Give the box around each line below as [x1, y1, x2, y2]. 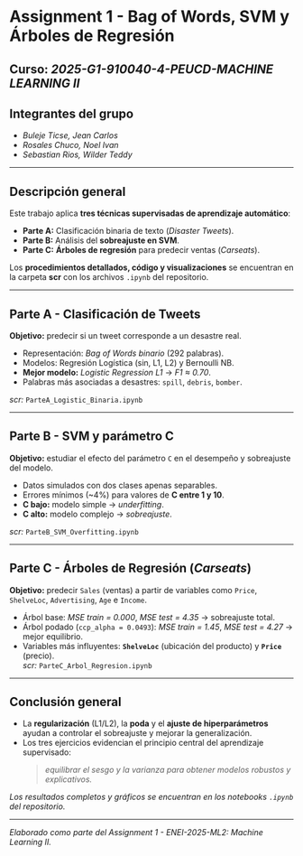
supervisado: [22, 747, 72, 758]
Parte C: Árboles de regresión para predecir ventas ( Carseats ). [22, 245, 260, 256]
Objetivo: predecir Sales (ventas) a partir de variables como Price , [9, 584, 258, 595]
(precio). [22, 650, 55, 661]
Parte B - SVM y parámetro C [9, 429, 174, 444]
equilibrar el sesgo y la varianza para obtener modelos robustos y [44, 765, 291, 776]
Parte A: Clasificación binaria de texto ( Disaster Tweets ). [22, 226, 234, 237]
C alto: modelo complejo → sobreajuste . [22, 508, 173, 519]
